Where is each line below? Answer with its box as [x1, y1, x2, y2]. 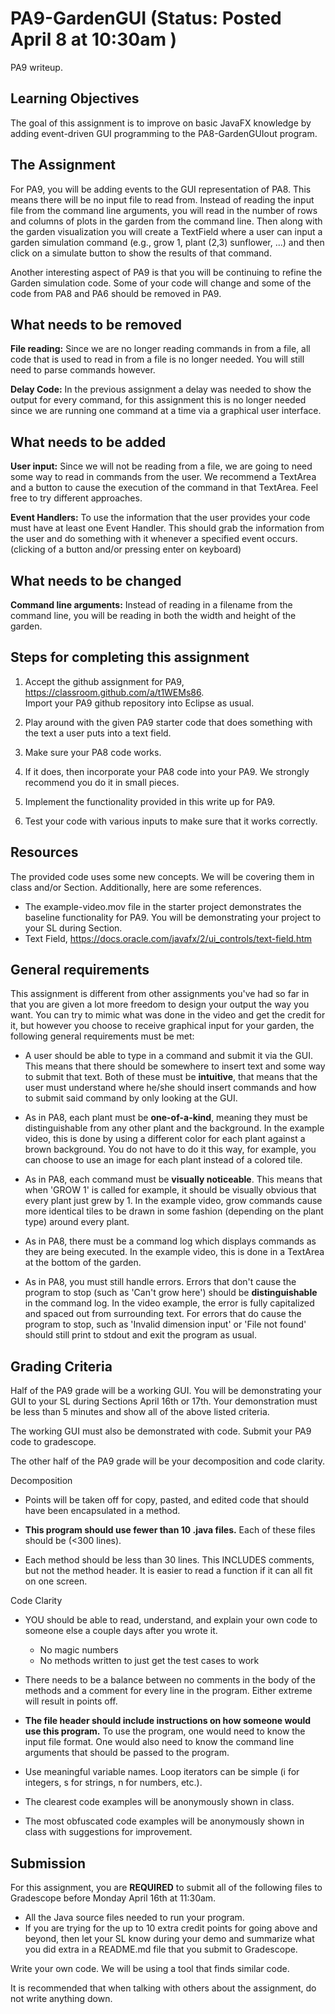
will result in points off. [24, 1695, 118, 1707]
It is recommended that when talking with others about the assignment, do [10, 1982, 317, 1994]
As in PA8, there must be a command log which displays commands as [24, 1235, 317, 1247]
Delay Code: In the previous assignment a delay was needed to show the [10, 383, 312, 396]
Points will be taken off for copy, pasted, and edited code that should [24, 1494, 310, 1506]
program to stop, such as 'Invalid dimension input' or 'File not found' [24, 1318, 307, 1331]
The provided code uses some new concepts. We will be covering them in [10, 870, 315, 882]
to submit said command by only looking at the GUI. [24, 1092, 238, 1104]
